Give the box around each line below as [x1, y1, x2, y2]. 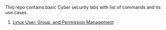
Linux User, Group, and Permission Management [12, 19, 114, 25]
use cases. [5, 9, 28, 15]
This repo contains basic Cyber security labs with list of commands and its [5, 4, 161, 10]
